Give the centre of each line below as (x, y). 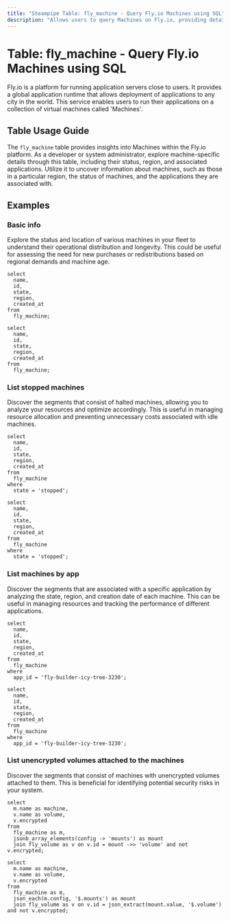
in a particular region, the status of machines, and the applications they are (113, 176)
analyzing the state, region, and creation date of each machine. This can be (114, 596)
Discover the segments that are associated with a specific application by (110, 589)
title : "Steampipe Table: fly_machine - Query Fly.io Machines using (108, 13)
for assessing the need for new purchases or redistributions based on (105, 254)
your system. (26, 790)
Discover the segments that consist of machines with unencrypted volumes (114, 775)
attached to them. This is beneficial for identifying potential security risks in (114, 782)
